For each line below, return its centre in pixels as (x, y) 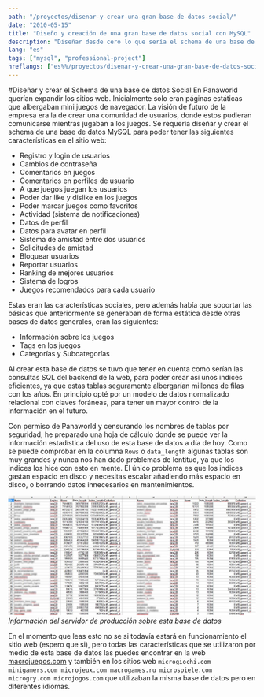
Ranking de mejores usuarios (66, 273)
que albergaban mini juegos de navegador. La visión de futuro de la (117, 106)
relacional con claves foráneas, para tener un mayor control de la (113, 402)
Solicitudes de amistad (56, 248)
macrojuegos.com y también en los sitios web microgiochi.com (110, 661)
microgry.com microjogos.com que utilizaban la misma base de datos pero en (132, 677)
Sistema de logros (49, 281)
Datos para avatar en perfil (63, 231)
